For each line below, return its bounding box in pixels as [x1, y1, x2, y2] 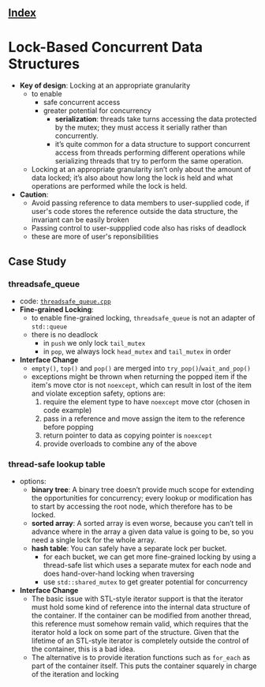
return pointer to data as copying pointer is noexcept [43, 430, 213, 441]
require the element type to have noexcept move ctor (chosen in [43, 397, 251, 407]
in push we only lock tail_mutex [43, 339, 146, 348]
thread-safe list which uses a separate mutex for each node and [43, 561, 252, 570]
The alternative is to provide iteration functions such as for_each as [31, 653, 251, 663]
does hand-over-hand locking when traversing [43, 569, 195, 579]
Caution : [19, 190, 49, 200]
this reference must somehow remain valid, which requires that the [31, 619, 248, 629]
